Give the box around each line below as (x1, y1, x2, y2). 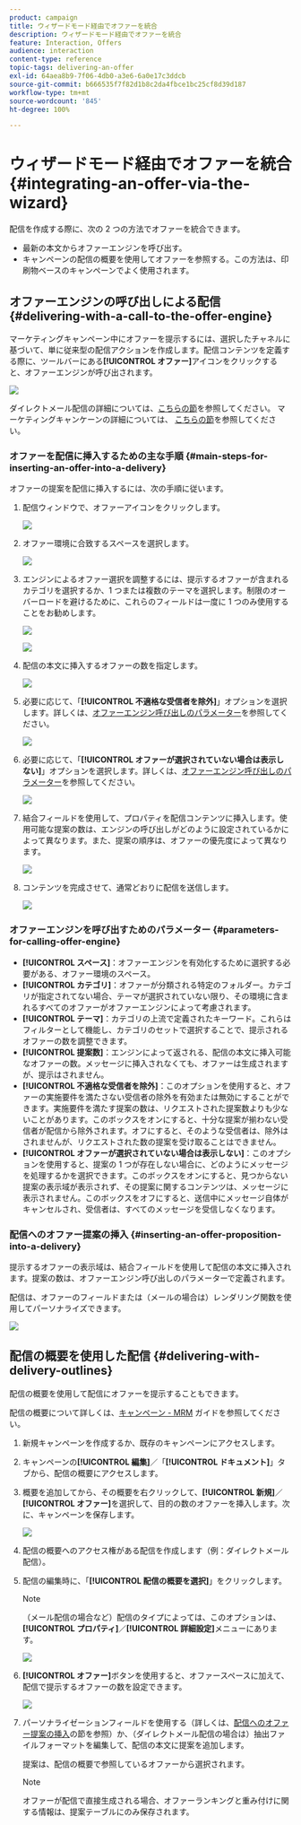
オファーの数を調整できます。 (21, 1035, 133, 1046)
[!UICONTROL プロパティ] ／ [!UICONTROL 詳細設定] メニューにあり (21, 1622, 271, 1633)
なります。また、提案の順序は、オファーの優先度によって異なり (53, 835, 288, 846)
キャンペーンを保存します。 (38, 1508, 140, 1520)
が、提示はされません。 (21, 1069, 109, 1080)
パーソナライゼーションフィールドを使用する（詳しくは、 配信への (21, 1716, 266, 1727)
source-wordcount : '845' (9, 96, 102, 106)
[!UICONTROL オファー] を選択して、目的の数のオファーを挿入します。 (21, 1498, 283, 1508)
